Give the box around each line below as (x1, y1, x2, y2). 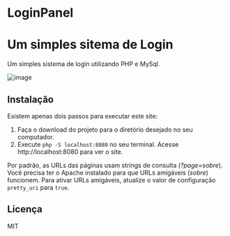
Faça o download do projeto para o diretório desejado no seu (17, 125, 193, 134)
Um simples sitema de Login (7, 37, 174, 53)
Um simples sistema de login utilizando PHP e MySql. (7, 60, 160, 68)
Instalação (7, 93, 54, 105)
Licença (7, 203, 43, 215)
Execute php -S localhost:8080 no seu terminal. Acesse (17, 140, 179, 148)
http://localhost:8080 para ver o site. (17, 148, 123, 156)
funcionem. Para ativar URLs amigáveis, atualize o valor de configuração (7, 175, 216, 184)
